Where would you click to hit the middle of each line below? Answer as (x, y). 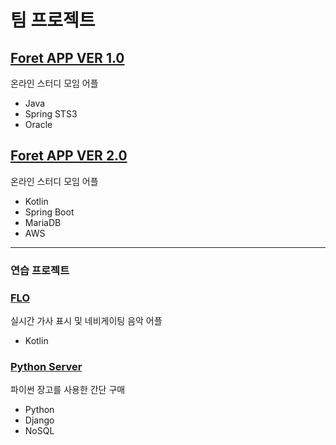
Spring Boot (49, 212)
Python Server (46, 366)
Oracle (38, 124)
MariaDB (43, 222)
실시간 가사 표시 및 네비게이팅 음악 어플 (86, 321)
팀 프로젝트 (53, 20)
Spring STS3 (51, 114)
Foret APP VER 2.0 (69, 156)
